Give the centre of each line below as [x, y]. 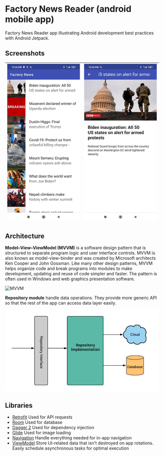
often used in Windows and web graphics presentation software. [70, 279]
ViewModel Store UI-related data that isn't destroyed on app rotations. [83, 443]
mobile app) [30, 19]
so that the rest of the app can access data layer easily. [61, 303]
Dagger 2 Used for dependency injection [53, 428]
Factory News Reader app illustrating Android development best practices [79, 33]
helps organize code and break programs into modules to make [69, 269]
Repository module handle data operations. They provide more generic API [81, 298]
